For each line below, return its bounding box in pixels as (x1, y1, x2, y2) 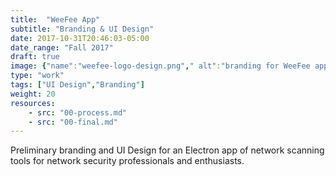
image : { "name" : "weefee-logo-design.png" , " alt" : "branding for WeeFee (10, 61, 311, 71)
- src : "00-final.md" (28, 117, 118, 127)
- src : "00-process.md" (28, 107, 128, 118)
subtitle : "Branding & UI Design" (10, 24, 155, 34)
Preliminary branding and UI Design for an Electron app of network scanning (10, 144, 325, 156)
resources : (10, 98, 56, 108)
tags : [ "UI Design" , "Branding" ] (10, 80, 145, 90)
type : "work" (10, 71, 65, 81)
